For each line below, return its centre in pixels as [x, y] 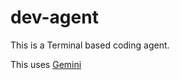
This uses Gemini [46, 64]
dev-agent [54, 17]
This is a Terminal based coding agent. [90, 45]
